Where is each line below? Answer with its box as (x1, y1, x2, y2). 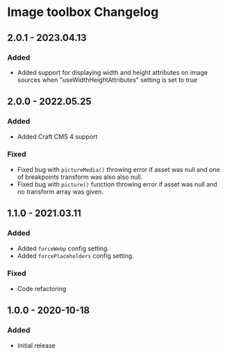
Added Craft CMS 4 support (17, 132, 98, 141)
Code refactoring (17, 284, 67, 293)
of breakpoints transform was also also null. (17, 173, 143, 181)
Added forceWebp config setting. (17, 244, 110, 252)
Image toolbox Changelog (7, 4, 159, 20)
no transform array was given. (17, 187, 104, 196)
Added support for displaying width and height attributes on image (17, 68, 208, 76)
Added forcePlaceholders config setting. (17, 251, 134, 260)
